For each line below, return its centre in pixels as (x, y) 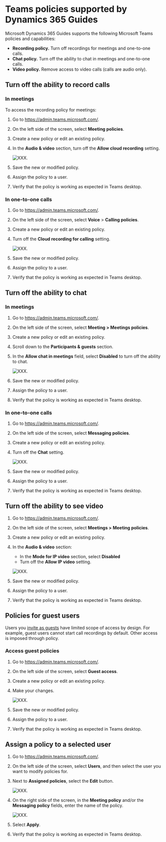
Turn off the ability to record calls (57, 85)
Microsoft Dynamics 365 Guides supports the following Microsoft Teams (79, 33)
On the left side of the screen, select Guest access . (65, 671)
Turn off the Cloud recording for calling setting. (61, 239)
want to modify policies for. (40, 771)
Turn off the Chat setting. (38, 452)
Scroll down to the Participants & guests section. (63, 346)
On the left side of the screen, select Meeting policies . (68, 129)
